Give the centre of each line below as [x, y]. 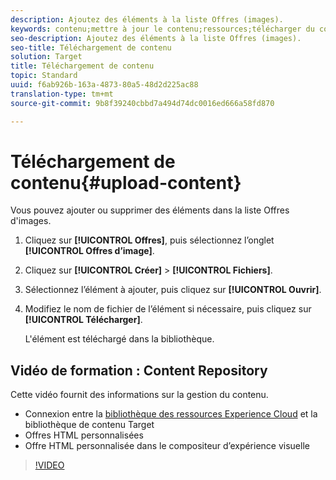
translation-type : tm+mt [62, 94]
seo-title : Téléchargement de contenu [91, 47]
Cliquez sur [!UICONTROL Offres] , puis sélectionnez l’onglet [149, 240]
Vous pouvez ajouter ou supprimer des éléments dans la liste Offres [150, 210]
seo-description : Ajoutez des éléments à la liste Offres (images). [156, 38]
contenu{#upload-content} [126, 182]
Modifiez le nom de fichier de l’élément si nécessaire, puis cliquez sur [168, 309]
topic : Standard [44, 76]
